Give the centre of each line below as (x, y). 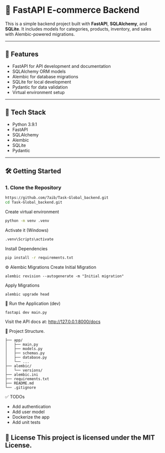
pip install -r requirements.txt (39, 258)
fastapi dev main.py (26, 312)
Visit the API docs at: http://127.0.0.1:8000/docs (53, 322)
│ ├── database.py (26, 357)
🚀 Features (22, 54)
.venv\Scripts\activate (29, 239)
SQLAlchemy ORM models (39, 71)
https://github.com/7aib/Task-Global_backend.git (57, 198)
